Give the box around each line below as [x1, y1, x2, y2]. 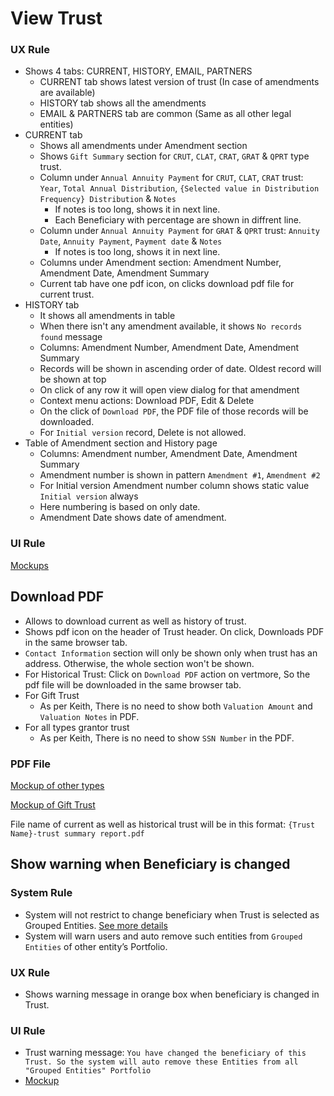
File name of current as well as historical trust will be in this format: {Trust [10, 818, 316, 830]
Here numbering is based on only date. [39, 501, 201, 513]
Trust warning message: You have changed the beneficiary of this [24, 1047, 307, 1059]
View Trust [10, 7, 103, 30]
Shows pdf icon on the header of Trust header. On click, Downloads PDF [24, 625, 325, 637]
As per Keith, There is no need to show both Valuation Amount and [39, 700, 313, 712]
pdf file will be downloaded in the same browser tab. [24, 678, 242, 691]
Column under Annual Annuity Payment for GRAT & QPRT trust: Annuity [39, 225, 320, 237]
